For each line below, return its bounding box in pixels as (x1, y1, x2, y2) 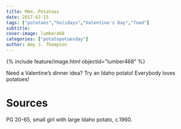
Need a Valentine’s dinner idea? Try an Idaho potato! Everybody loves (6, 69, 176, 76)
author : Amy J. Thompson (6, 42, 67, 48)
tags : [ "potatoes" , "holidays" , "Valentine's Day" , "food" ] (6, 20, 150, 25)
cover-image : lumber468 (6, 31, 65, 37)
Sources (6, 96, 49, 110)
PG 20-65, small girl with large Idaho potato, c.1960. (6, 116, 132, 123)
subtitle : (6, 25, 31, 31)
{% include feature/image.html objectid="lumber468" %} (6, 57, 146, 65)
